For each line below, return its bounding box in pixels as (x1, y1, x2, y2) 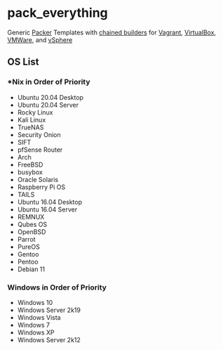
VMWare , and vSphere (7, 35, 73, 44)
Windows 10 (17, 298, 53, 306)
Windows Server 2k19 (17, 306, 81, 314)
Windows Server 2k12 (17, 335, 81, 344)
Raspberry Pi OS (17, 183, 66, 191)
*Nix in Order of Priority (7, 77, 90, 87)
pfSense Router (17, 145, 63, 154)
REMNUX (17, 212, 45, 221)
